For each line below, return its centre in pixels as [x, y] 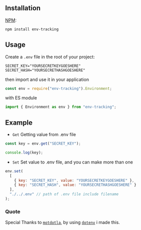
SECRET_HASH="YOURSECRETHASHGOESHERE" [45, 70]
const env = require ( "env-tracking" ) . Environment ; [59, 88]
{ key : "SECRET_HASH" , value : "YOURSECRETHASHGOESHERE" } [75, 185]
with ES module [21, 98]
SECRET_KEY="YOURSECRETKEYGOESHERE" [43, 66]
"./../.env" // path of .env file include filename [64, 194]
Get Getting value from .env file [44, 135]
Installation [23, 8]
